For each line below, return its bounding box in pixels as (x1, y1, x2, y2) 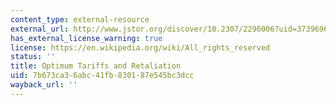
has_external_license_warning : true (10, 33, 163, 43)
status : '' (10, 52, 56, 62)
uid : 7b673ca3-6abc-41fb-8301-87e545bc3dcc (10, 71, 195, 81)
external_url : (10, 24, 70, 34)
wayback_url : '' (10, 80, 78, 90)
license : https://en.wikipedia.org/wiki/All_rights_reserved (10, 42, 271, 53)
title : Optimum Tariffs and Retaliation (10, 61, 182, 71)
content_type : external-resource (10, 14, 150, 25)
